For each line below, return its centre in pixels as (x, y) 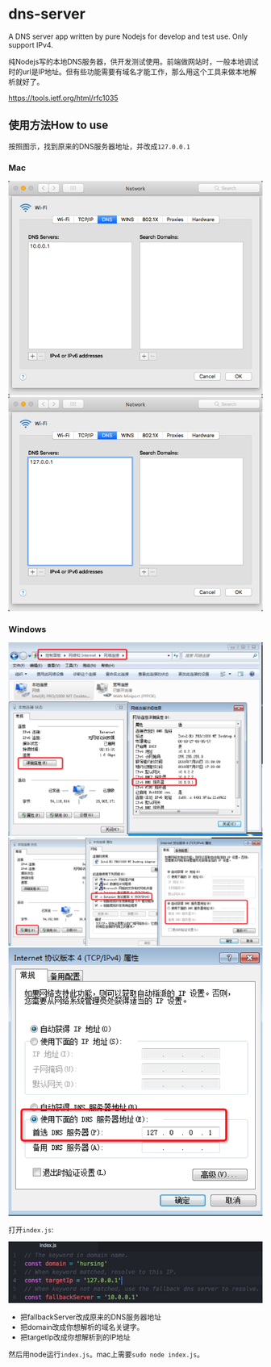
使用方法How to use (58, 125)
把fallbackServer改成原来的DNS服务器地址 (90, 1317)
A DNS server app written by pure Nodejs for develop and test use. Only (128, 36)
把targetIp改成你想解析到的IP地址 (75, 1337)
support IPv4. (31, 44)
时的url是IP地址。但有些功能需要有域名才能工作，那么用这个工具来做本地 (129, 71)
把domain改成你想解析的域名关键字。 (82, 1327)
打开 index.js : (31, 1229)
